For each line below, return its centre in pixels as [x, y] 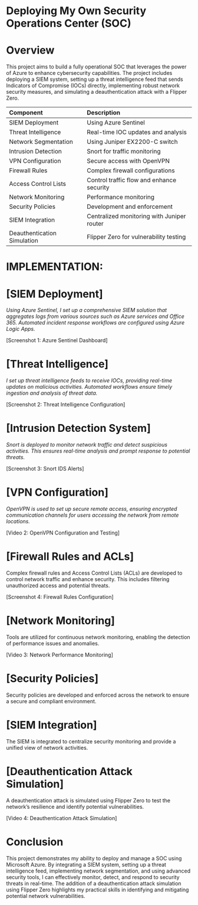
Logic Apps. [21, 329]
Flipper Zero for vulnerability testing [136, 237]
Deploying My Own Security [76, 11]
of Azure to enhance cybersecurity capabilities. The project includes [89, 73]
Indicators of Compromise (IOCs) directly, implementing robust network [93, 86]
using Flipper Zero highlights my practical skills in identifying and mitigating [98, 890]
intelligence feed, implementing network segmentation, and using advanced [98, 871]
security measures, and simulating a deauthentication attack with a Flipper [97, 92]
